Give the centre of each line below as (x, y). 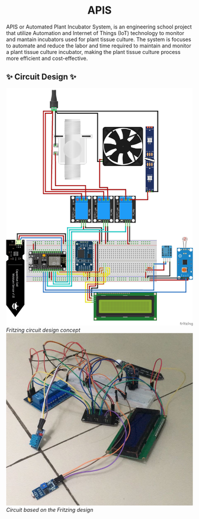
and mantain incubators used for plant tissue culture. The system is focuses (99, 39)
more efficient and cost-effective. (47, 58)
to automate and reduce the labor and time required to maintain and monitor (99, 46)
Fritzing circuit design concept (43, 330)
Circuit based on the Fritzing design (50, 510)
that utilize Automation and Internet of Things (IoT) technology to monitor (95, 33)
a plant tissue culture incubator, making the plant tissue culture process (93, 52)
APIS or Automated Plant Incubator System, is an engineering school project (99, 27)
